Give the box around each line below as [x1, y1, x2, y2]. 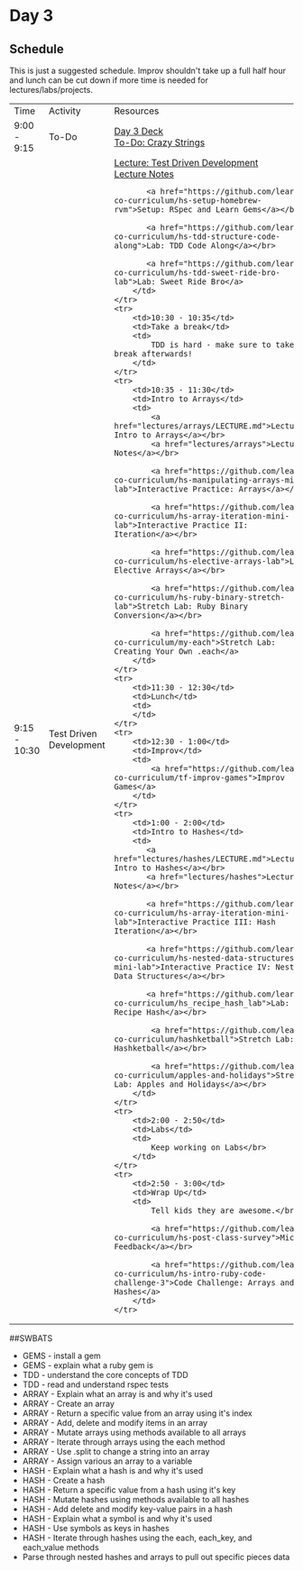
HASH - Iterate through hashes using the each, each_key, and [22, 1532, 252, 1543]
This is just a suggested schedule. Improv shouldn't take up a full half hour [9, 65, 287, 76]
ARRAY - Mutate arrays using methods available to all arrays [22, 1427, 246, 1438]
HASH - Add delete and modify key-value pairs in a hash [22, 1503, 233, 1514]
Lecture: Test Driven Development [114, 157, 259, 169]
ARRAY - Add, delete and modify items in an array [22, 1418, 208, 1428]
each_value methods [22, 1542, 99, 1552]
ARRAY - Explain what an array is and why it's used [22, 1389, 214, 1399]
